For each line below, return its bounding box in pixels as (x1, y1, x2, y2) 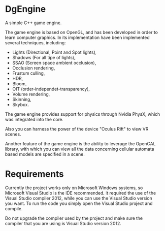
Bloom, (12, 80, 27, 87)
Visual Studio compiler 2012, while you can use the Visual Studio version (5, 195, 153, 201)
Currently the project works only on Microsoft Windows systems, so (5, 185, 143, 191)
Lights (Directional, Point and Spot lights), (12, 49, 97, 55)
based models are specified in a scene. (5, 151, 85, 157)
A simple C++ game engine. (5, 20, 62, 26)
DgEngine (5, 3, 46, 15)
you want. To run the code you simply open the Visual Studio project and (5, 200, 153, 206)
